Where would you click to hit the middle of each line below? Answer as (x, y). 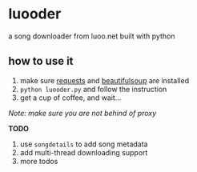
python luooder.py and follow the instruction (93, 89)
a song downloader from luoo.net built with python (92, 36)
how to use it (41, 61)
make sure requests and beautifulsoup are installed (105, 80)
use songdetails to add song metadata (84, 144)
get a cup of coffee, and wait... (70, 98)
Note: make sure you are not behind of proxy (82, 113)
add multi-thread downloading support (84, 152)
